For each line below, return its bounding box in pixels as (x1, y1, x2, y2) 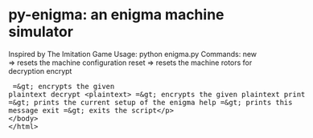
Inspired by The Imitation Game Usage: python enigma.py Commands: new (8, 49, 257, 59)
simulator (8, 22, 74, 41)
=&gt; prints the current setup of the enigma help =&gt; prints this (8, 98, 293, 107)
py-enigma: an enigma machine (8, 6, 224, 24)
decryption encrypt (8, 66, 72, 75)
